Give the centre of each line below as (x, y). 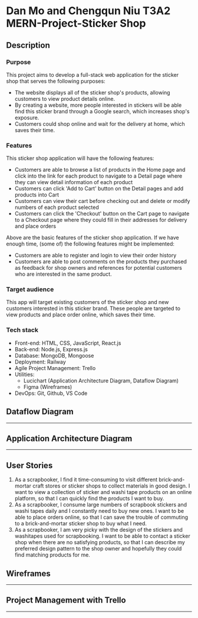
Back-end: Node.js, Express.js (51, 349)
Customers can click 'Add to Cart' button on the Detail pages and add (99, 189)
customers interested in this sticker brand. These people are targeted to (93, 309)
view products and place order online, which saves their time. (81, 315)
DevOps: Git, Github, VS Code (51, 393)
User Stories (29, 465)
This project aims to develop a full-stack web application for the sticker (92, 74)
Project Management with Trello (66, 600)
